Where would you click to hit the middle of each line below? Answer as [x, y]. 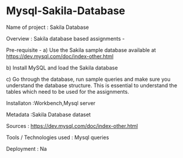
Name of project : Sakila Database [48, 27]
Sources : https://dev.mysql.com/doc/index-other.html [72, 126]
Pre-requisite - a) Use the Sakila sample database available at [81, 50]
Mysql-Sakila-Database [66, 11]
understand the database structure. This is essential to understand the [92, 85]
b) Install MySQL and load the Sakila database [62, 68]
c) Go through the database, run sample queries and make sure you [88, 79]
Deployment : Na [27, 149]
